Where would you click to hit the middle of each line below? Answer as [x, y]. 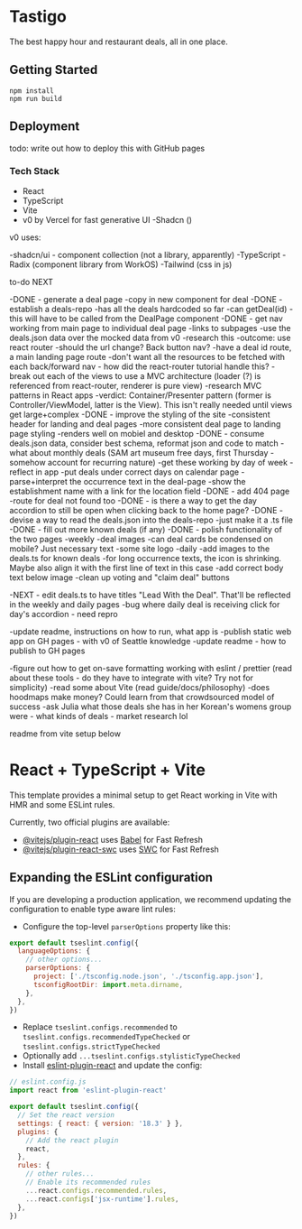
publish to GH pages [47, 651]
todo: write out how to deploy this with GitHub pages [107, 148]
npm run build [36, 98]
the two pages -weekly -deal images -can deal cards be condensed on [141, 539]
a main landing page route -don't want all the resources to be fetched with [147, 356]
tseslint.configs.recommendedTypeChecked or [106, 1037]
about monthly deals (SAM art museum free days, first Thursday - [152, 452]
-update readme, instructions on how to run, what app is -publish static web [151, 631]
